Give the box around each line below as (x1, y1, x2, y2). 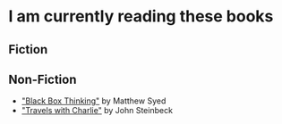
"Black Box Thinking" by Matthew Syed (21, 95, 167, 106)
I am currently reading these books (8, 6, 274, 27)
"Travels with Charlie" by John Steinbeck (21, 105, 174, 116)
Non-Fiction (8, 71, 77, 87)
